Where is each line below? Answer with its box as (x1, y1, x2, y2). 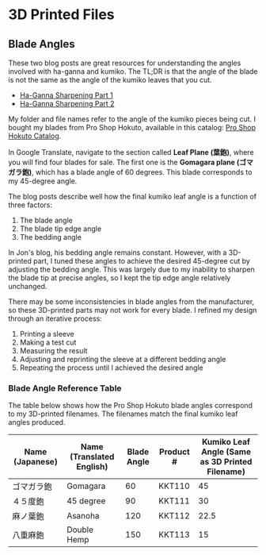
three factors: (8, 200, 53, 210)
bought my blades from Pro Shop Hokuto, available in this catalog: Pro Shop (8, 123, 256, 132)
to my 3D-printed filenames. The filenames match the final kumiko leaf (8, 409, 238, 418)
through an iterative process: (8, 314, 103, 323)
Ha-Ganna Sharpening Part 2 (19, 99, 115, 108)
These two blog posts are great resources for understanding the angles (8, 58, 241, 67)
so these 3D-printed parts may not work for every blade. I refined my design (8, 306, 257, 314)
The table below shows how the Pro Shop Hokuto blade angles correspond (8, 401, 253, 410)
